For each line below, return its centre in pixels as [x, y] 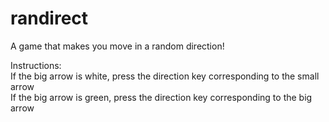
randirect [49, 18]
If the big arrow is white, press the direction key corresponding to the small [165, 76]
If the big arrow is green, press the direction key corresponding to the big [161, 97]
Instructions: [36, 65]
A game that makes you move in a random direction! [117, 46]
